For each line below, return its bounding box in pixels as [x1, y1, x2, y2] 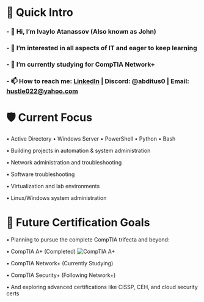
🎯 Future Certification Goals [6, 216, 150, 229]
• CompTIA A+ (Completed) [6, 248, 76, 255]
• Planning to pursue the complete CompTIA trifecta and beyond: [6, 235, 170, 243]
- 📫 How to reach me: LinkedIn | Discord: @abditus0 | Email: [6, 76, 189, 85]
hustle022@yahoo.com [6, 87, 78, 95]
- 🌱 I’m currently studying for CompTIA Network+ [6, 60, 156, 68]
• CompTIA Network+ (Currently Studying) [6, 259, 114, 267]
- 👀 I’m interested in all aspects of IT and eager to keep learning [6, 44, 197, 53]
